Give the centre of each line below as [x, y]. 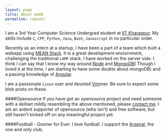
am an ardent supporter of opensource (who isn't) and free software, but [80, 109]
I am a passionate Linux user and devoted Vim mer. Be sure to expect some [82, 84]
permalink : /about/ [25, 19]
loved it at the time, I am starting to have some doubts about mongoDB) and [83, 69]
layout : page [19, 10]
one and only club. [24, 130]
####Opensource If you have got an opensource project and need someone [83, 99]
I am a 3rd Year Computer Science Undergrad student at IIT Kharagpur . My [82, 33]
